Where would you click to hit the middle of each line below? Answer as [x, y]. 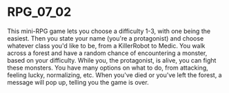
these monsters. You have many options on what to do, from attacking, [108, 68]
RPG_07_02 [39, 12]
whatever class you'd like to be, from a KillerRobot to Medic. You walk [106, 45]
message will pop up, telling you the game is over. [78, 82]
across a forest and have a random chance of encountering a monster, [107, 53]
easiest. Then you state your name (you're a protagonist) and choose [106, 38]
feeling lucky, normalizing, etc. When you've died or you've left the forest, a [114, 75]
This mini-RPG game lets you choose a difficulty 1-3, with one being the [109, 31]
